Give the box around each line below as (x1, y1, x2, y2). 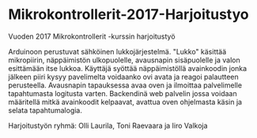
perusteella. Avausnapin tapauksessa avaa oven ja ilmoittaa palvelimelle (8, 80, 243, 90)
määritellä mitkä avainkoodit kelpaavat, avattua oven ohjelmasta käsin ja (8, 97, 243, 106)
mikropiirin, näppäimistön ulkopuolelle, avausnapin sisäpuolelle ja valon (8, 55, 240, 65)
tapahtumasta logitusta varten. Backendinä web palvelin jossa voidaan (8, 88, 237, 98)
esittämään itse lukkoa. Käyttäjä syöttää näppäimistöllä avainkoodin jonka (8, 63, 248, 73)
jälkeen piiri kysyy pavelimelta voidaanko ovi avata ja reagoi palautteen (8, 72, 239, 81)
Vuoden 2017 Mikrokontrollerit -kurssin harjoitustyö (8, 32, 176, 41)
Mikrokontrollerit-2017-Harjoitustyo (8, 6, 249, 24)
